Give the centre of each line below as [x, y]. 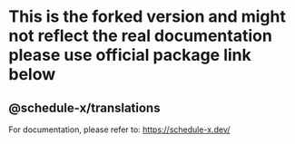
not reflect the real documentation [141, 36]
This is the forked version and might [147, 17]
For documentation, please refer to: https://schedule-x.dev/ [119, 130]
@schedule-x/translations [84, 107]
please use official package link [130, 55]
